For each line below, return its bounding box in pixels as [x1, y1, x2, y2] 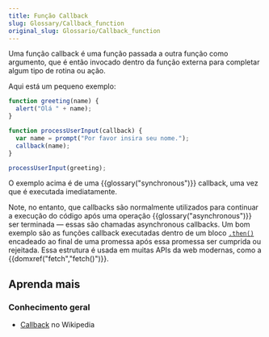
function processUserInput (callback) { [8, 127, 143, 135]
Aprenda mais [8, 277, 81, 291]
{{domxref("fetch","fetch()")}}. [8, 254, 109, 264]
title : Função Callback [8, 11, 89, 20]
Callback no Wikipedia [19, 320, 95, 330]
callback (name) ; [15, 142, 70, 150]
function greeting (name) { [8, 98, 99, 106]
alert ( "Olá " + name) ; [15, 105, 92, 113]
